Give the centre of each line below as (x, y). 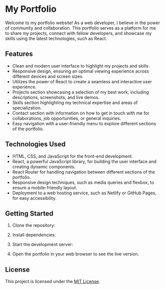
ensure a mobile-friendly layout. (45, 187)
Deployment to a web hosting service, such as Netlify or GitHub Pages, (84, 193)
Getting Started (29, 213)
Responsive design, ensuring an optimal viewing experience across (81, 71)
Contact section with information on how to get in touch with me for (81, 113)
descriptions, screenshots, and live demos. (56, 97)
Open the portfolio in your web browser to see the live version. (76, 254)
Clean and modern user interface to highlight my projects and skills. (81, 66)
